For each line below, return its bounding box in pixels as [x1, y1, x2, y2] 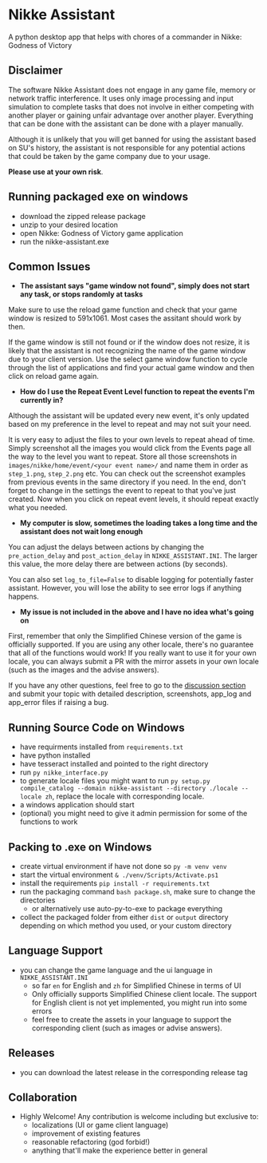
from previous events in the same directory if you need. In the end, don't [8, 477, 246, 487]
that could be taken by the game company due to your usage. [8, 151, 211, 161]
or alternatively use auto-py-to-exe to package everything [31, 904, 223, 913]
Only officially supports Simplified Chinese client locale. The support [31, 989, 257, 998]
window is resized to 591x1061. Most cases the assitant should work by [8, 313, 241, 323]
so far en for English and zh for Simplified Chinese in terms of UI [31, 981, 241, 990]
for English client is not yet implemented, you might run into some [31, 998, 247, 1007]
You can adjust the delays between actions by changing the [8, 542, 205, 552]
